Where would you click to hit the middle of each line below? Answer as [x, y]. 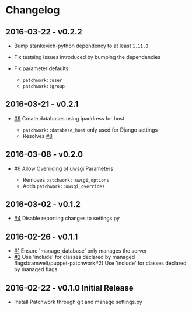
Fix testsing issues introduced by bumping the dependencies [87, 57]
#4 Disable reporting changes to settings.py [67, 218]
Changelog [33, 10]
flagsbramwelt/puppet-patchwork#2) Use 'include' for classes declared [100, 263]
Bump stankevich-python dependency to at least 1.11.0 [81, 46]
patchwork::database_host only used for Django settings [90, 130]
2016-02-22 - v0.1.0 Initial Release [69, 288]
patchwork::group [44, 87]
